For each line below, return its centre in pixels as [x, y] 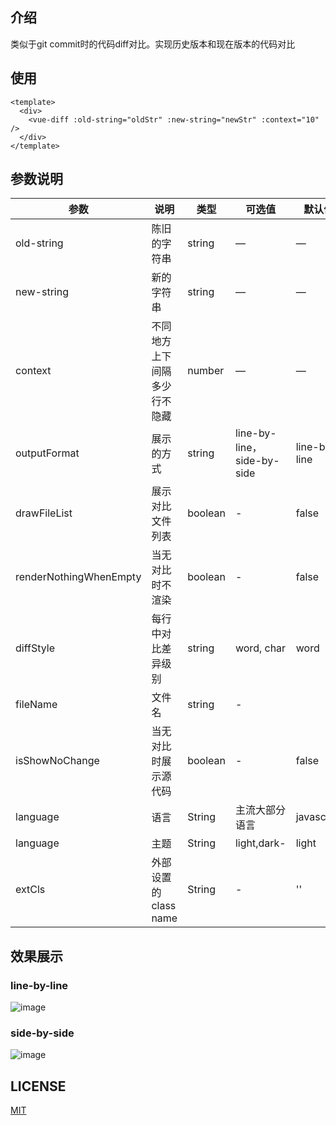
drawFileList [44, 513]
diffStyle [35, 648]
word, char [260, 648]
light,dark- [260, 843]
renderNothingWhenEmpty [78, 577]
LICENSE [38, 1086]
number [206, 371]
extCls [30, 890]
